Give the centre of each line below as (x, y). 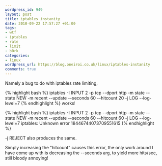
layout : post (18, 14)
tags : (11, 28)
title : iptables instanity (33, 19)
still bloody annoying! (27, 158)
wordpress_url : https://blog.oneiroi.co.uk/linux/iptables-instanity (78, 65)
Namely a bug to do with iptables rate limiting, (52, 83)
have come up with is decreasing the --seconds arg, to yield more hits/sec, (81, 153)
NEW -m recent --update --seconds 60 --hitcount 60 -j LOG (77, 118)
